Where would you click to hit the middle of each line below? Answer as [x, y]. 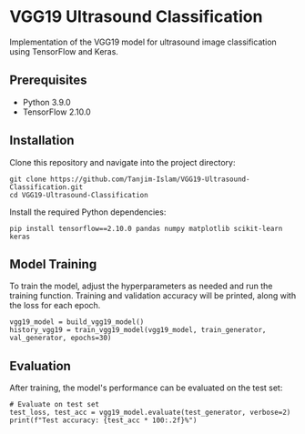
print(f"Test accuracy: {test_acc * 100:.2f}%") [103, 420]
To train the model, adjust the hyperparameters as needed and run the [141, 286]
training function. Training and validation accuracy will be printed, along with [153, 296]
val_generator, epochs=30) [61, 338]
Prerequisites [48, 81]
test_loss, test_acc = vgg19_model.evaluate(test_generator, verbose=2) [150, 413]
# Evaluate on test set [55, 405]
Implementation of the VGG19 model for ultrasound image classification [143, 42]
